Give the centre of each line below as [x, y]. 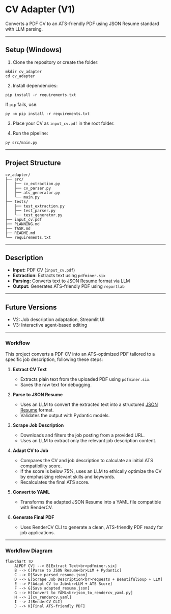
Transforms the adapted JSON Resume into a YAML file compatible [91, 502]
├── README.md [20, 233]
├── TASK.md [18, 229]
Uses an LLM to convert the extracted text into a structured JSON [89, 404]
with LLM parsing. [24, 29]
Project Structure [33, 163]
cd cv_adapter [20, 76]
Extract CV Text [30, 370]
